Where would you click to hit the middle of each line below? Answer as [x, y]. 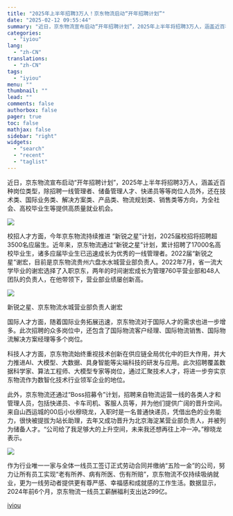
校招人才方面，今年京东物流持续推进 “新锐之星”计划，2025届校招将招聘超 [112, 235]
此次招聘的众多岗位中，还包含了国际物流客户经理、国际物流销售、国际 [119, 330]
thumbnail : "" [28, 91]
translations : [28, 59]
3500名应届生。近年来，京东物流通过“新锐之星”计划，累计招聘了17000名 [111, 244]
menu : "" [20, 84]
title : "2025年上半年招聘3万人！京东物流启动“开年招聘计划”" [86, 14]
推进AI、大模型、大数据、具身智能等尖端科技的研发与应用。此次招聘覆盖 [116, 362]
